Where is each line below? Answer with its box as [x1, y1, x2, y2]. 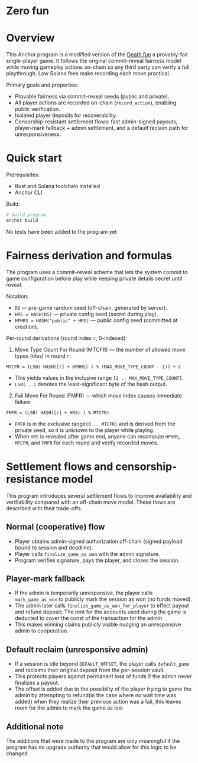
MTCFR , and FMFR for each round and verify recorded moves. [14, 439, 158, 446]
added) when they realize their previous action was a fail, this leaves [14, 698, 181, 705]
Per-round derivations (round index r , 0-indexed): [6, 334, 127, 342]
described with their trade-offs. [6, 504, 83, 511]
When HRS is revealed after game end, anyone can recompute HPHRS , [14, 433, 180, 440]
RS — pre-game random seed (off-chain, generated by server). [14, 304, 167, 311]
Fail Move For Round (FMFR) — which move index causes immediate [14, 392, 182, 399]
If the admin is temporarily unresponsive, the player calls [14, 589, 153, 597]
